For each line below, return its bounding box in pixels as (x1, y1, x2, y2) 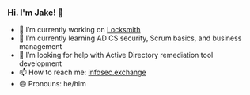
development (18, 59, 62, 68)
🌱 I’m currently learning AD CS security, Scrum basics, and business (18, 33, 242, 43)
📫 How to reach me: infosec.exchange (18, 67, 147, 78)
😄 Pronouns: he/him (18, 79, 86, 89)
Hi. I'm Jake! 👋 (7, 7, 64, 18)
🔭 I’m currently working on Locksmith (18, 25, 141, 35)
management (18, 42, 62, 51)
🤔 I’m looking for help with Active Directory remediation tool (18, 51, 214, 60)
